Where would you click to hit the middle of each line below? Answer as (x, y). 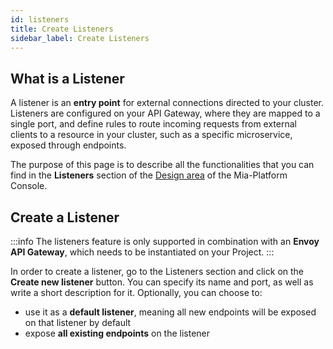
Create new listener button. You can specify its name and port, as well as (162, 282)
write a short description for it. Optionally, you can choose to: (136, 292)
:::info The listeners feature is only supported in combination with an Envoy (165, 241)
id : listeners (40, 19)
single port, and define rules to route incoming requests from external (153, 124)
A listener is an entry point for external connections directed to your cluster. (167, 103)
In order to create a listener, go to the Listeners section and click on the (157, 271)
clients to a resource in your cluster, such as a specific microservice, (151, 135)
